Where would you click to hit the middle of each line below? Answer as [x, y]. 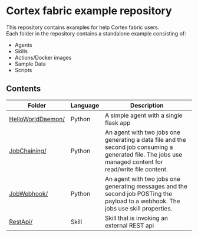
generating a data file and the [146, 139]
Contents [24, 89]
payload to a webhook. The [143, 201]
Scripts [23, 70]
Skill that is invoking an [137, 218]
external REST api [130, 225]
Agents [23, 45]
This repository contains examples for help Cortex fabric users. [83, 27]
